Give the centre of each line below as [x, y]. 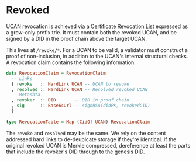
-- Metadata [26, 95]
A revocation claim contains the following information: [71, 62]
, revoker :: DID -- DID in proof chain [71, 100]
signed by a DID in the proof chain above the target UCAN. [77, 38]
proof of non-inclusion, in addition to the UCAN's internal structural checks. [97, 56]
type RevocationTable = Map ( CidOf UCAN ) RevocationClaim [78, 122]
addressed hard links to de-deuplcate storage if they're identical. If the [91, 139]
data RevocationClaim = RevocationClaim [56, 73]
